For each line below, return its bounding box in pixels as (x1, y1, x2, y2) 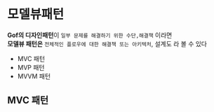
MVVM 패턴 (17, 71, 51, 80)
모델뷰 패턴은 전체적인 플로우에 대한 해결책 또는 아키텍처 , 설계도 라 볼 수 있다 (7, 39, 207, 48)
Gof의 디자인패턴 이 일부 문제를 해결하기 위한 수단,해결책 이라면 (7, 31, 173, 39)
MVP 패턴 (17, 63, 45, 71)
